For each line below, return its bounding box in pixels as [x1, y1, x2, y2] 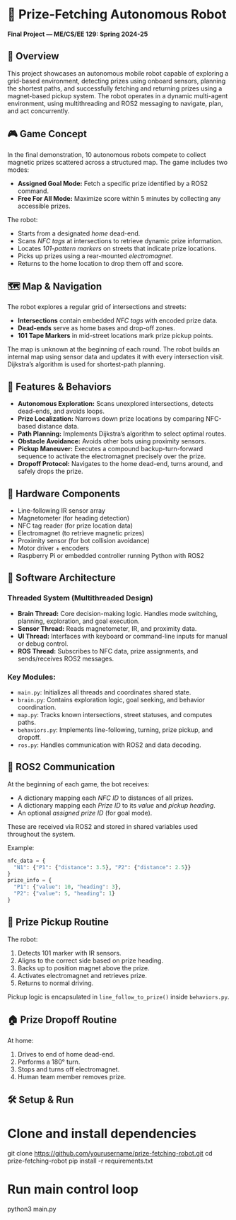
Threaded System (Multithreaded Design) [7, 593, 153, 603]
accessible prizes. [17, 202, 71, 210]
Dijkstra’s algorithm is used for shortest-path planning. [7, 360, 166, 368]
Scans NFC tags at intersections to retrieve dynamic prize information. [17, 236, 223, 245]
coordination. [17, 703, 57, 711]
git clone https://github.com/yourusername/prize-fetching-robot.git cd [7, 1149, 213, 1157]
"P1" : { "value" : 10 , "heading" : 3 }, [13, 883, 122, 890]
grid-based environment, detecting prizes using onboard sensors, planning [7, 76, 226, 85]
